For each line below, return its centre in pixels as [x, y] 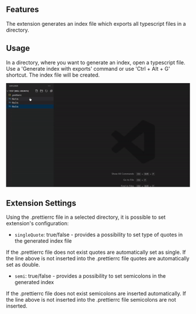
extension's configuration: [37, 223]
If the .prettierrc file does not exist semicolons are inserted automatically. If [96, 294]
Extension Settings [41, 203]
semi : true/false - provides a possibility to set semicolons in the [90, 276]
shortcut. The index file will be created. [53, 75]
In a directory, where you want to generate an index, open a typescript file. [96, 62]
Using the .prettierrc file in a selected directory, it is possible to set [86, 217]
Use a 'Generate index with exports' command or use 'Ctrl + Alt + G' [88, 68]
